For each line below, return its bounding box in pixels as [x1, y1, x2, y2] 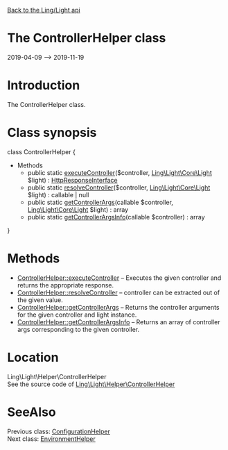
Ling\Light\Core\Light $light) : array [27, 205, 129, 214]
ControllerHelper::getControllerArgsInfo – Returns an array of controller [17, 317, 220, 326]
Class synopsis [7, 125, 97, 141]
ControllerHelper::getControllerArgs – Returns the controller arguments [17, 303, 220, 311]
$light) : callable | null [27, 190, 89, 199]
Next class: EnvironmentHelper [7, 434, 96, 443]
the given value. [17, 295, 64, 304]
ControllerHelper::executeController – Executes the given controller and [17, 274, 222, 282]
